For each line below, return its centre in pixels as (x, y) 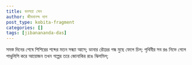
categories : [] (25, 28)
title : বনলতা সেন (24, 11)
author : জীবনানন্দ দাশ (27, 17)
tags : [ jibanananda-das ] (36, 33)
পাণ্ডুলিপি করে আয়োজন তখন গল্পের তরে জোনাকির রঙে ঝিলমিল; (57, 56)
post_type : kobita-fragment (41, 22)
